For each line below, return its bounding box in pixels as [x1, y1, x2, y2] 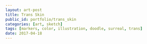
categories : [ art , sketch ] [5, 21, 63, 27]
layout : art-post [5, 7, 42, 13]
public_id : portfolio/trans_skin [5, 17, 77, 22]
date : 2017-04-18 [5, 31, 42, 36]
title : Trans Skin [5, 12, 44, 17]
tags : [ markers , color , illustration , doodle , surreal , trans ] [5, 26, 143, 31]
